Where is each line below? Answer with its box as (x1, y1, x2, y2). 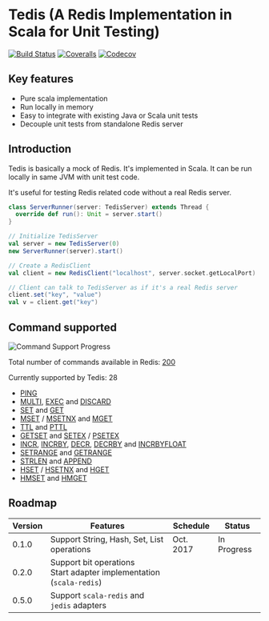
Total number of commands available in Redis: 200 (8, 358, 176, 367)
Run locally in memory (19, 102, 94, 111)
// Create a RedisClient (8, 262, 91, 270)
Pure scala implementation (19, 94, 108, 103)
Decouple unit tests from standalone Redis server (19, 118, 183, 129)
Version (12, 520, 43, 531)
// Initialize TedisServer (8, 232, 98, 241)
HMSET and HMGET (19, 474, 87, 483)
